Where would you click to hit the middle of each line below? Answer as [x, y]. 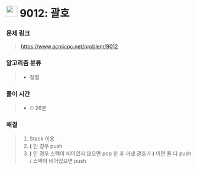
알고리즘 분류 [24, 63]
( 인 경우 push [46, 146]
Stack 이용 [42, 139]
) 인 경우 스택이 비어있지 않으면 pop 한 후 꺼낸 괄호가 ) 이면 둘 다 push [110, 153]
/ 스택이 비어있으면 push [58, 161]
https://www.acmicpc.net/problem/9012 [69, 47]
